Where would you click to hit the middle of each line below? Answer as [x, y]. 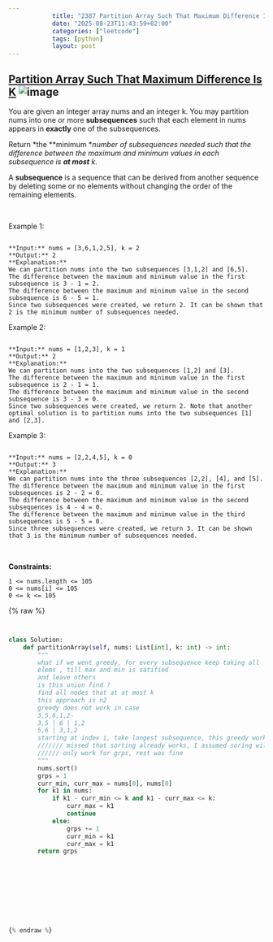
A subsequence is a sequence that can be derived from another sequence [134, 177]
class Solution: [36, 640]
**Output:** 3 [32, 464]
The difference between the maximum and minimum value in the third [127, 514]
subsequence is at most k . [53, 161]
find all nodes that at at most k [96, 693]
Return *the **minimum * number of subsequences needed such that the [130, 144]
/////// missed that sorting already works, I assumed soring [145, 746]
